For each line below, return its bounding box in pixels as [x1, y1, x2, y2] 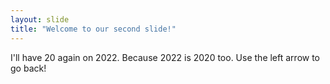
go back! [10, 62, 47, 74]
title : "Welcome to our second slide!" [10, 24, 177, 34]
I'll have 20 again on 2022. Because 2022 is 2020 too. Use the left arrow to [10, 51, 321, 63]
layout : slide [10, 14, 70, 25]
